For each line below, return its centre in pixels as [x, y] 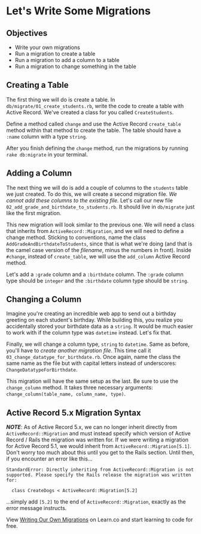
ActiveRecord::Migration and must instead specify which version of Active [98, 434]
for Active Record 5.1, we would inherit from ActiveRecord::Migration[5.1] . [99, 446]
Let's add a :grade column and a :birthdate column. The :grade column [95, 274]
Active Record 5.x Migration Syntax [74, 412]
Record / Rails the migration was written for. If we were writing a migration [98, 440]
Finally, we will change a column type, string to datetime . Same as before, [98, 344]
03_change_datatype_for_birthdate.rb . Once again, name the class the [93, 357]
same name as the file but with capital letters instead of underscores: [92, 363]
